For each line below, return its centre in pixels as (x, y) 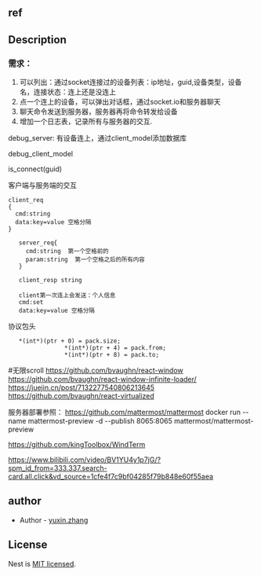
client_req (26, 200)
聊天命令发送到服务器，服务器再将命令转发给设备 (98, 112)
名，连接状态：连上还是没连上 (67, 92)
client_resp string (50, 281)
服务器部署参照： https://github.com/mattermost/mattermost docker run (125, 413)
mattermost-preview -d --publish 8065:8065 (100, 421)
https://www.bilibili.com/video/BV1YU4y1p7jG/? (85, 460)
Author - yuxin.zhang (54, 520)
